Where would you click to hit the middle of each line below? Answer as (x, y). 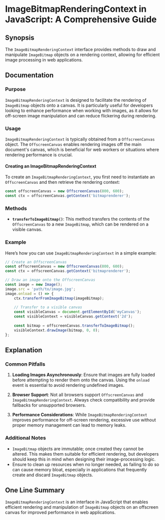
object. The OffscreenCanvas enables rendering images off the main (73, 144)
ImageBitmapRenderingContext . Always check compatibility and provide (83, 400)
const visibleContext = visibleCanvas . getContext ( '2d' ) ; (73, 317)
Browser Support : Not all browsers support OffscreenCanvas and (78, 395)
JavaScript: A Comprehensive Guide (81, 19)
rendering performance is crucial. (39, 155)
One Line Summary (35, 490)
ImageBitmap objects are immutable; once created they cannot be (78, 449)
